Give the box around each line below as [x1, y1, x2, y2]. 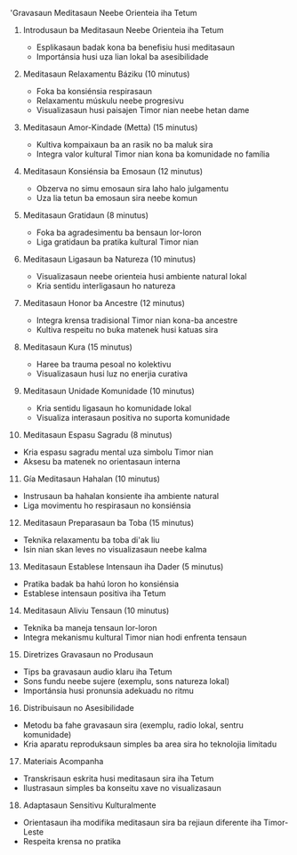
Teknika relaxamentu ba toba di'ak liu [22, 535, 160, 545]
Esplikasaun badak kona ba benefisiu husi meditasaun [36, 42, 235, 52]
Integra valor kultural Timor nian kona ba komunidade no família [36, 149, 270, 159]
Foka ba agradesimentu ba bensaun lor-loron [36, 227, 202, 238]
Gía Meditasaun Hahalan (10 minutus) [22, 473, 161, 484]
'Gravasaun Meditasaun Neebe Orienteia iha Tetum [10, 8, 197, 18]
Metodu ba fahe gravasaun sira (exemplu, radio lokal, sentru [22, 720, 244, 730]
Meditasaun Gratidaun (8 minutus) [22, 210, 149, 221]
